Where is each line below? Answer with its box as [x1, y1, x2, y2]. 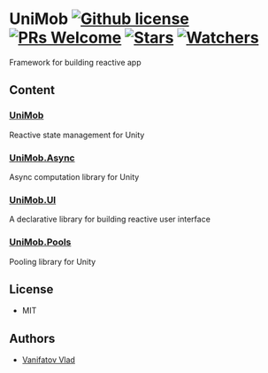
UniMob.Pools [9, 236, 72, 248]
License [9, 282, 54, 297]
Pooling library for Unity [9, 256, 96, 267]
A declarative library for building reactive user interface [9, 214, 211, 225]
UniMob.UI [9, 193, 57, 206]
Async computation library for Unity [9, 171, 140, 182]
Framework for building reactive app [9, 57, 142, 67]
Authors [9, 330, 56, 346]
